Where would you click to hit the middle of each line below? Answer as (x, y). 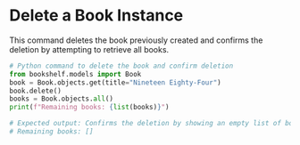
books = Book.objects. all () (62, 99)
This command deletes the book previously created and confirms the (136, 40)
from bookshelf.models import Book (75, 74)
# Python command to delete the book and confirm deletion (121, 66)
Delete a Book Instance (96, 16)
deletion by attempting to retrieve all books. (89, 49)
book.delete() (36, 91)
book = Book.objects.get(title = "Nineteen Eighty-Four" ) (115, 82)
